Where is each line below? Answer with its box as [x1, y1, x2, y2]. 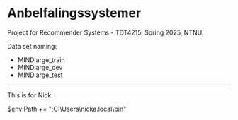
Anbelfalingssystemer [7, 5, 142, 21]
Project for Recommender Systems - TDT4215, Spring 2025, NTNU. [7, 28, 204, 37]
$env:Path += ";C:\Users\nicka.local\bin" [7, 104, 127, 113]
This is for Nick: [7, 90, 53, 100]
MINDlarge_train [17, 55, 65, 64]
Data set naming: [7, 42, 57, 50]
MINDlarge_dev [17, 63, 63, 71]
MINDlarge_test [17, 71, 63, 79]
